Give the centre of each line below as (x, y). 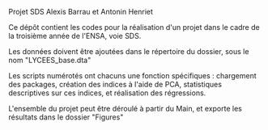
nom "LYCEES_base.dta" (50, 60)
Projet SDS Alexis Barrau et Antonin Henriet (81, 12)
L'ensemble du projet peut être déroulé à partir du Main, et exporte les (125, 109)
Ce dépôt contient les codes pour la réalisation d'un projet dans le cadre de (134, 27)
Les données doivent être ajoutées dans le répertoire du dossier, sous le (129, 51)
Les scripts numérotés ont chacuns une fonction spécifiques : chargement (132, 75)
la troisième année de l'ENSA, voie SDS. (75, 36)
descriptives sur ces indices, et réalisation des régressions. (107, 93)
